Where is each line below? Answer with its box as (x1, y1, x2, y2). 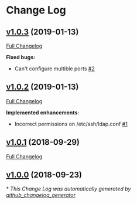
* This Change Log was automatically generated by (6, 185, 131, 192)
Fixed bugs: (6, 54, 36, 60)
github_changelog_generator (6, 192, 76, 199)
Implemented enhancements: (6, 109, 80, 116)
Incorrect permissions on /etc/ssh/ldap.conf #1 (14, 120, 128, 127)
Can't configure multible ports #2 (14, 65, 95, 72)
